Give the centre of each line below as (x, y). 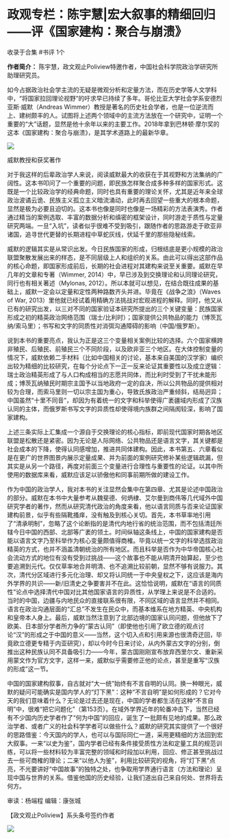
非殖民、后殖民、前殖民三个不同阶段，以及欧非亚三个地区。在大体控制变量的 (115, 349)
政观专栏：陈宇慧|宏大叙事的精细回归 (111, 15)
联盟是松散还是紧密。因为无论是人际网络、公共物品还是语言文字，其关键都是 (115, 440)
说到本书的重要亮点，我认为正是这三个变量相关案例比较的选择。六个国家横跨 (115, 340)
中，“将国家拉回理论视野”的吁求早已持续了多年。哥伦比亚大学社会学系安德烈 (115, 98)
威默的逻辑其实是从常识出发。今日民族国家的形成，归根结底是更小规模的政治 (115, 248)
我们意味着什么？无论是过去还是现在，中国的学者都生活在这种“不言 (113, 700)
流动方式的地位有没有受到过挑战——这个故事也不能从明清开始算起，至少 (115, 557)
